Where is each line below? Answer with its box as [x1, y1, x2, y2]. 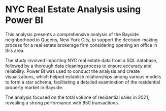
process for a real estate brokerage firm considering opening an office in [5, 42, 157, 48]
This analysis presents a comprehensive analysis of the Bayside [5, 31, 139, 37]
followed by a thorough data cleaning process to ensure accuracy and [5, 63, 152, 69]
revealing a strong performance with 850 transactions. [5, 99, 119, 105]
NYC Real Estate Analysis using [5, 4, 141, 15]
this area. [5, 47, 25, 53]
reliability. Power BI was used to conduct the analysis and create [5, 68, 140, 74]
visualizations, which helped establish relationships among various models [5, 73, 161, 79]
